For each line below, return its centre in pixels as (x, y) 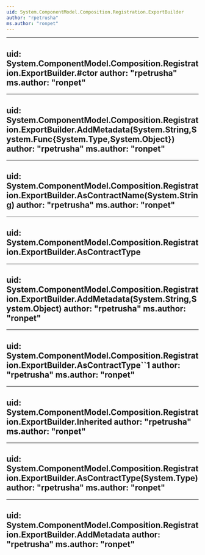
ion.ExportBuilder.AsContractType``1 (78, 365)
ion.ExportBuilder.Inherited (59, 422)
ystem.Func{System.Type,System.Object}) (91, 139)
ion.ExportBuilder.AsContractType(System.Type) (102, 478)
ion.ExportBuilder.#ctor (52, 73)
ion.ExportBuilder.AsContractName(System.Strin (102, 196)
